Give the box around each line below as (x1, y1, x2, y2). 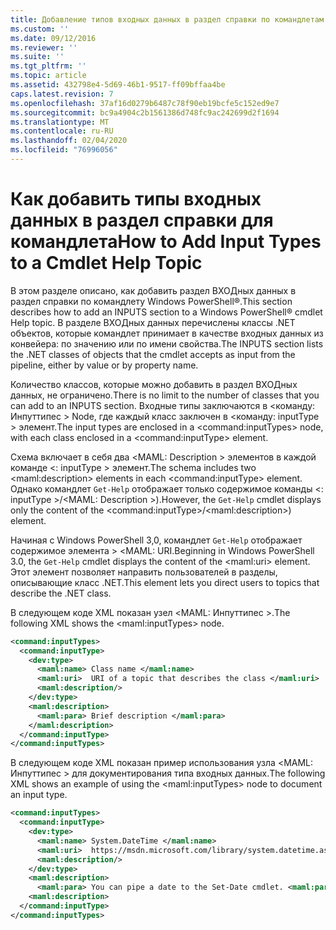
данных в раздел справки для (10, 209, 274, 232)
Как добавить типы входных (10, 188, 262, 211)
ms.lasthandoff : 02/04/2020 (10, 136, 128, 146)
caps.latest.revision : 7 (10, 89, 114, 99)
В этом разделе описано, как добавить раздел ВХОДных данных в (10, 284, 297, 296)
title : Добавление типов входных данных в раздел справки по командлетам (10, 14, 325, 25)
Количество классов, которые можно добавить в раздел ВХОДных (10, 378, 298, 390)
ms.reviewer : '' (10, 42, 78, 53)
